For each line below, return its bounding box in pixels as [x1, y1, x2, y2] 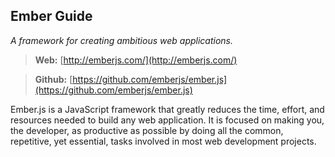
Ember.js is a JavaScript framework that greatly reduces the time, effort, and [10, 103, 325, 115]
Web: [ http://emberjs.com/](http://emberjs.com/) [34, 54, 238, 66]
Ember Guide [10, 8, 93, 25]
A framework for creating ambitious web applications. [10, 34, 234, 46]
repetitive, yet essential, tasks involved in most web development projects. [10, 135, 317, 147]
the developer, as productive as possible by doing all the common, [10, 124, 284, 136]
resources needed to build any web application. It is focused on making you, [10, 114, 325, 126]
